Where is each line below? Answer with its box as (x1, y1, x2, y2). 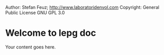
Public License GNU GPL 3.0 (5, 10, 65, 16)
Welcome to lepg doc (5, 27, 96, 39)
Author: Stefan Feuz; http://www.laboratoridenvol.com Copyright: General (5, 5, 159, 10)
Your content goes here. (5, 44, 56, 50)
